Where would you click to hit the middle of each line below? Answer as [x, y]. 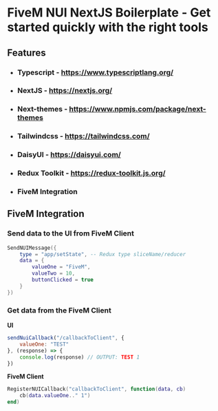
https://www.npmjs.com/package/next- [137, 109]
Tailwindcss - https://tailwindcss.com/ [83, 136]
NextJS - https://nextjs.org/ [65, 91]
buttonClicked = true [63, 280]
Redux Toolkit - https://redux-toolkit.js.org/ [91, 173]
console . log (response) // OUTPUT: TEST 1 [79, 357]
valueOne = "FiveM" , [61, 267]
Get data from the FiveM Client [59, 310]
